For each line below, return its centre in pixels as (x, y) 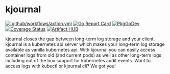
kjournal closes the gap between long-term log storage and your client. (80, 39)
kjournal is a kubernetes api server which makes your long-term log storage (85, 44)
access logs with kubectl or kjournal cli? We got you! (60, 66)
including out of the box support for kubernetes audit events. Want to (78, 60)
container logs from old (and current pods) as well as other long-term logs (83, 55)
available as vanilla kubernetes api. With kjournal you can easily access (80, 50)
